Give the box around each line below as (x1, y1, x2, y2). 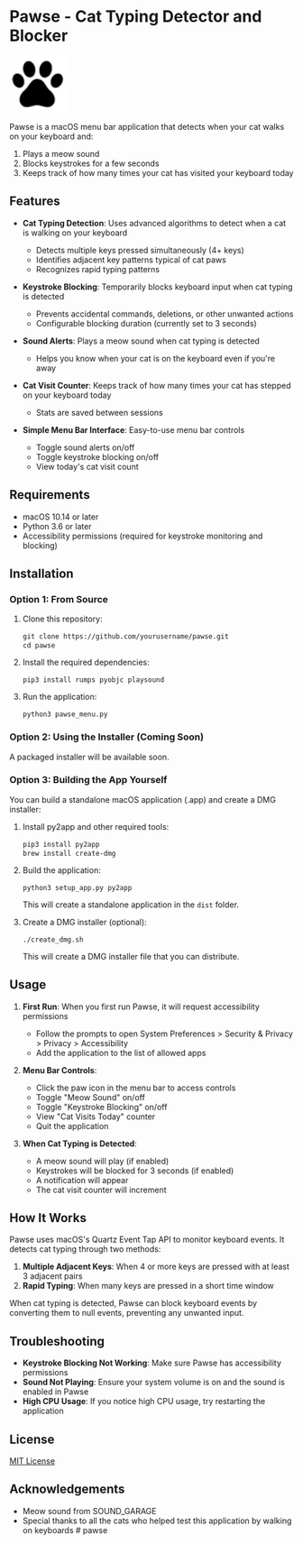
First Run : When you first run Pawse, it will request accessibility (22, 1001, 260, 1012)
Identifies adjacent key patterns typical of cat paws (35, 254, 227, 265)
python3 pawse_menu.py (22, 710, 108, 719)
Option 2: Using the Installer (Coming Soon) (9, 731, 205, 743)
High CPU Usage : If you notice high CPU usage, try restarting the (22, 1396, 266, 1407)
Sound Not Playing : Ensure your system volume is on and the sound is (22, 1377, 286, 1388)
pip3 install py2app (22, 840, 100, 849)
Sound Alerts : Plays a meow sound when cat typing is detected (22, 335, 260, 346)
